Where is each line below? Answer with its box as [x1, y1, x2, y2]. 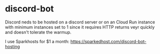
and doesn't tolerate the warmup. [5, 29, 72, 35]
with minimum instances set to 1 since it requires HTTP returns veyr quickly [5, 24, 155, 30]
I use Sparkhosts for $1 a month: [5, 38, 70, 44]
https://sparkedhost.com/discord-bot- [70, 38, 146, 44]
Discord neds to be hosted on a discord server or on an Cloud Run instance [5, 19, 156, 25]
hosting [5, 43, 20, 49]
